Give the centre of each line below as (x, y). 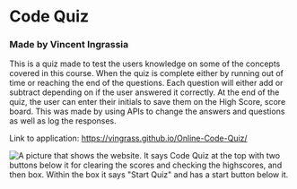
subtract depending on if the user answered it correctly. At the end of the (144, 92)
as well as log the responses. (63, 121)
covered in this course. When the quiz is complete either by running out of (147, 73)
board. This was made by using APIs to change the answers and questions (147, 112)
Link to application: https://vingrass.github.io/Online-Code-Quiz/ (129, 138)
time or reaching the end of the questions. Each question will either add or (146, 83)
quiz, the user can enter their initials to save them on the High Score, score (148, 102)
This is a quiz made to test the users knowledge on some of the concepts (145, 64)
